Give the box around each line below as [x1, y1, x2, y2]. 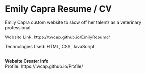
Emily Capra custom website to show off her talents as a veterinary [5, 19, 142, 25]
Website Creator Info [5, 58, 49, 64]
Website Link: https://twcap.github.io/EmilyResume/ [5, 34, 110, 40]
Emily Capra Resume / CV [5, 3, 112, 15]
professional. [5, 24, 32, 30]
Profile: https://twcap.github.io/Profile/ [5, 63, 83, 69]
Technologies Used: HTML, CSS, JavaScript [5, 43, 95, 49]
